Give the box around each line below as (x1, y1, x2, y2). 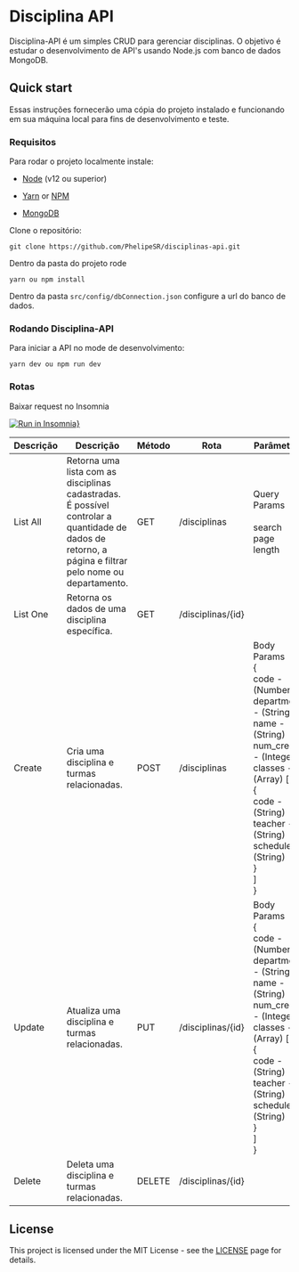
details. (9, 1254, 36, 1266)
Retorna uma (66, 454, 120, 467)
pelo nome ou (66, 566, 125, 578)
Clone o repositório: (9, 225, 82, 236)
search (253, 521, 282, 534)
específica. (66, 624, 113, 637)
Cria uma (66, 745, 105, 757)
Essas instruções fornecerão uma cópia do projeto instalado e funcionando (9, 104, 285, 115)
